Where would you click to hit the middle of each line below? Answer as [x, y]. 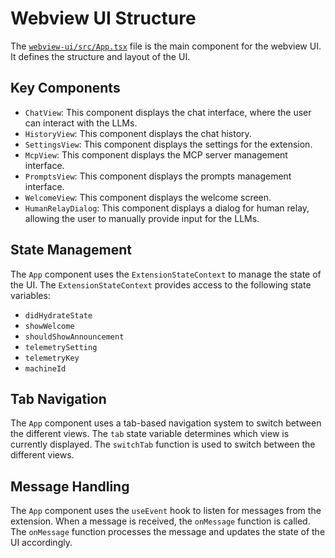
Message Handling [70, 486]
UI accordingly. [41, 543]
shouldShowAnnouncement [74, 337]
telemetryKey [52, 358]
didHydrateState [58, 315]
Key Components [65, 88]
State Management [71, 250]
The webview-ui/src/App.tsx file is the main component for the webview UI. [166, 46]
